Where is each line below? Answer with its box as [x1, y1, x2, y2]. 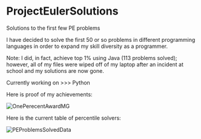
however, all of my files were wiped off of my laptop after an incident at [6, 61, 183, 68]
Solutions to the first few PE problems [6, 24, 100, 32]
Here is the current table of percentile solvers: [6, 114, 121, 121]
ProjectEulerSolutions [6, 4, 119, 18]
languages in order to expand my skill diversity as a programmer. [6, 42, 168, 50]
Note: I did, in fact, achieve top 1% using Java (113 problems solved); [6, 54, 177, 61]
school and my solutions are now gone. [6, 67, 104, 74]
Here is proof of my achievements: [6, 90, 93, 98]
